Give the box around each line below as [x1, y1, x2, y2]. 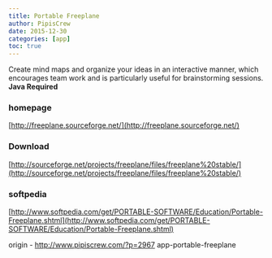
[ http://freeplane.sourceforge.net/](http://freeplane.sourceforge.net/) [8, 120, 240, 130]
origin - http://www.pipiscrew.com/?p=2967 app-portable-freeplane [8, 240, 237, 250]
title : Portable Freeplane [8, 11, 100, 20]
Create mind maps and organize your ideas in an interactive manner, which [8, 64, 259, 74]
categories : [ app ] [8, 34, 71, 43]
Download [8, 141, 50, 152]
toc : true [8, 42, 42, 50]
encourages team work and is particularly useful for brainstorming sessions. [8, 73, 264, 83]
